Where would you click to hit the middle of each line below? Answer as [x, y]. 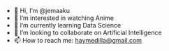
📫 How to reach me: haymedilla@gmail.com [78, 40]
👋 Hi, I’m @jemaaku [42, 11]
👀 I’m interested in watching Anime [64, 18]
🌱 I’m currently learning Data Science [67, 25]
